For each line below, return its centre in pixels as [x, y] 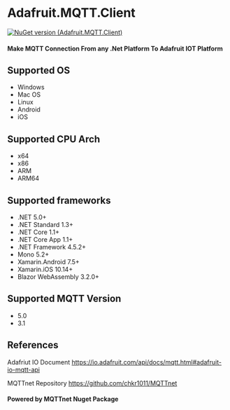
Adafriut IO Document [39, 362]
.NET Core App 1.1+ [45, 239]
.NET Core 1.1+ [38, 232]
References [33, 345]
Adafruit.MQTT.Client [72, 13]
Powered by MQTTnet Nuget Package [63, 399]
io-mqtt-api [24, 369]
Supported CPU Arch [53, 139]
